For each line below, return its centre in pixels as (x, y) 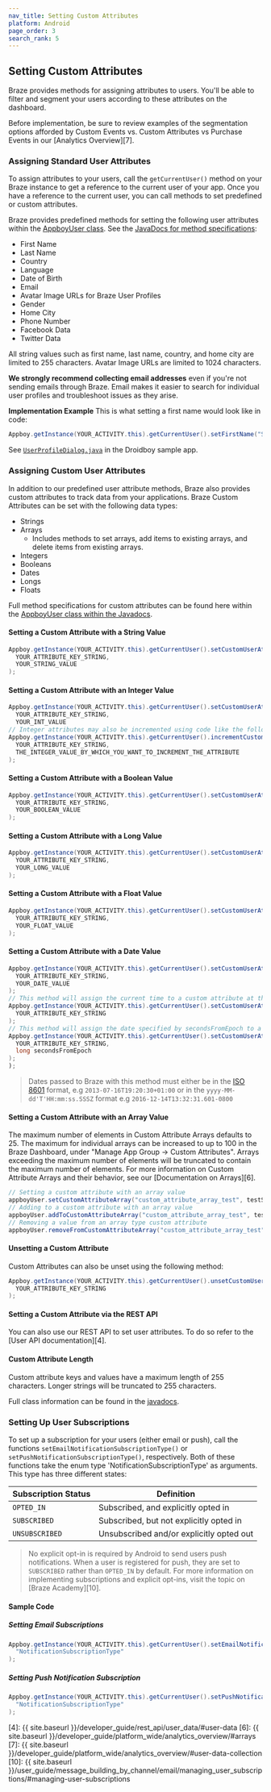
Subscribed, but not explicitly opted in (170, 1520)
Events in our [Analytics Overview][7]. (71, 140)
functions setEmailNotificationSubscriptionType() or (98, 1448)
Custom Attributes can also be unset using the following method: (116, 1266)
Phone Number (45, 321)
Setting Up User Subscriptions (69, 1422)
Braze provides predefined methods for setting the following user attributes (134, 220)
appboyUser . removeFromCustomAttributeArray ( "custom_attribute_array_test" (137, 1230)
